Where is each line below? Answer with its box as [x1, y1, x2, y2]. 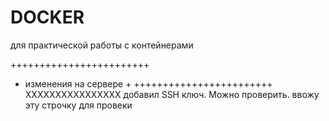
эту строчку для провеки [24, 99, 133, 111]
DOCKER [10, 6, 85, 29]
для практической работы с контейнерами [10, 39, 194, 51]
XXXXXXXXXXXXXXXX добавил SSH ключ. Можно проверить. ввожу [24, 88, 320, 100]
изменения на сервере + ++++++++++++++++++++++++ [24, 77, 273, 90]
